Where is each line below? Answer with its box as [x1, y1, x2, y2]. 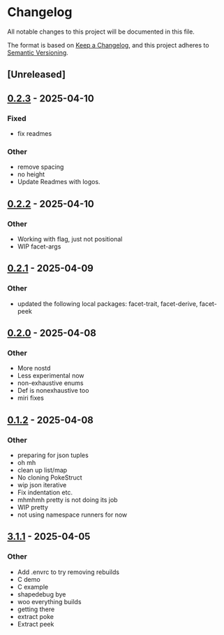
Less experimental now [17, 372, 85, 380]
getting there [17, 605, 55, 613]
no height [17, 170, 45, 179]
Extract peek [17, 620, 54, 628]
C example [17, 582, 49, 591]
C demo [17, 575, 40, 583]
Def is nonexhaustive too [17, 386, 89, 395]
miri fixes [17, 393, 44, 403]
